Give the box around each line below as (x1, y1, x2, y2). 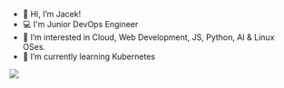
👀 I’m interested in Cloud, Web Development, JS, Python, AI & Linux (22, 32, 275, 43)
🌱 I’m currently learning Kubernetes (22, 51, 156, 62)
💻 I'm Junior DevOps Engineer (22, 19, 139, 29)
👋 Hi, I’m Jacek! (22, 9, 82, 19)
